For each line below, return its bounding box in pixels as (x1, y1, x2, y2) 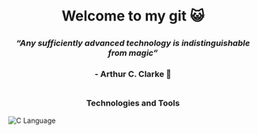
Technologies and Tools (85, 98, 180, 109)
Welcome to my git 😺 (61, 7, 205, 25)
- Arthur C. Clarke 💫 (94, 68, 172, 79)
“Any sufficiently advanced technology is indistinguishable (15, 38, 251, 49)
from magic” (108, 47, 158, 58)
